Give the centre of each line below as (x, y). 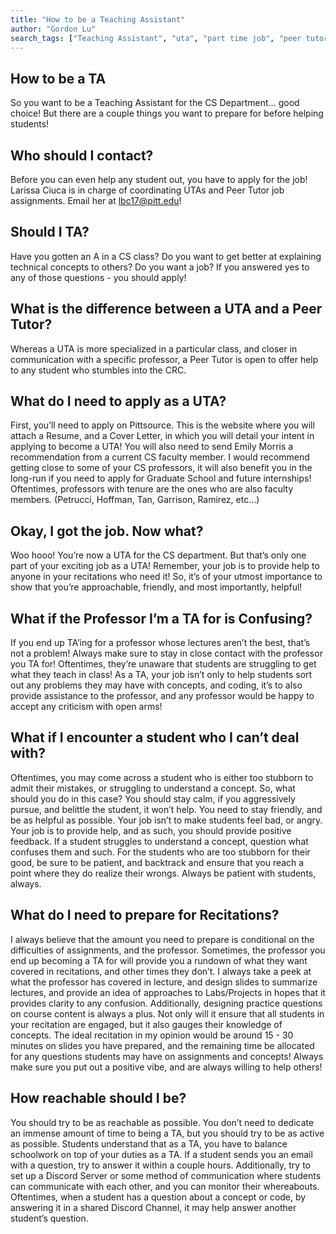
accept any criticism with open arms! (86, 707)
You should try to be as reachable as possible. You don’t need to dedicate (162, 1122)
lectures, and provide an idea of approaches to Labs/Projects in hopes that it (168, 992)
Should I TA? (50, 232)
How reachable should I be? (98, 1098)
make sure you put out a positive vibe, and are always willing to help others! (166, 1067)
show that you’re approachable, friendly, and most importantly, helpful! (156, 587)
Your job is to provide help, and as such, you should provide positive (151, 830)
